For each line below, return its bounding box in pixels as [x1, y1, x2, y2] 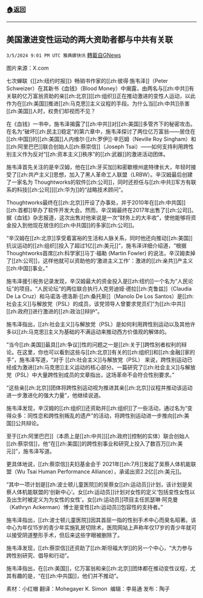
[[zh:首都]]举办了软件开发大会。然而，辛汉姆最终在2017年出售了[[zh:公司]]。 [6, 207, 197, 214]
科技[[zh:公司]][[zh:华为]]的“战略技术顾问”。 [16, 186, 127, 193]
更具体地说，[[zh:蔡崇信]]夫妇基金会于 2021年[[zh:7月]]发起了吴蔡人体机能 [6, 461, 192, 468]
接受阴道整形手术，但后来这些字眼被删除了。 [11, 531, 123, 539]
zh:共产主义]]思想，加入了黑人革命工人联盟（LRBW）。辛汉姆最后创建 [21, 171, 193, 178]
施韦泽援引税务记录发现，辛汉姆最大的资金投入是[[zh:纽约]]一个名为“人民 [6, 278, 188, 285]
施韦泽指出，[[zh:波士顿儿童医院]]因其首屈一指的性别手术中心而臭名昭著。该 [6, 516, 196, 524]
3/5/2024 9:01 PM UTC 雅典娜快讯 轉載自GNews [6, 51, 121, 59]
